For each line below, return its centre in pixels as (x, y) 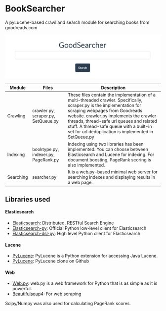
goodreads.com (21, 27)
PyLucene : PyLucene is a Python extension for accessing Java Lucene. (85, 256)
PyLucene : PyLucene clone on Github (51, 261)
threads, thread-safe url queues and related (112, 121)
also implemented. (86, 165)
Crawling (16, 116)
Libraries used (28, 199)
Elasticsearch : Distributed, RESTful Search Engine (63, 223)
